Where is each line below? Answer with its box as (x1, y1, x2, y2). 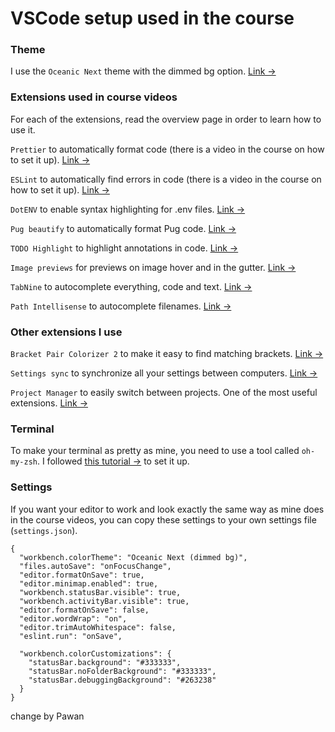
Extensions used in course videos (10, 90, 178, 104)
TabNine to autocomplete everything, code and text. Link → (10, 280, 253, 292)
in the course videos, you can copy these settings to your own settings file (10, 513, 317, 526)
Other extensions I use (10, 325, 123, 339)
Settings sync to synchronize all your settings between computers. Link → (10, 367, 318, 379)
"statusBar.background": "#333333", (28, 657, 182, 667)
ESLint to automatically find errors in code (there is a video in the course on (10, 173, 322, 185)
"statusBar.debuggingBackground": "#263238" (28, 675, 217, 685)
